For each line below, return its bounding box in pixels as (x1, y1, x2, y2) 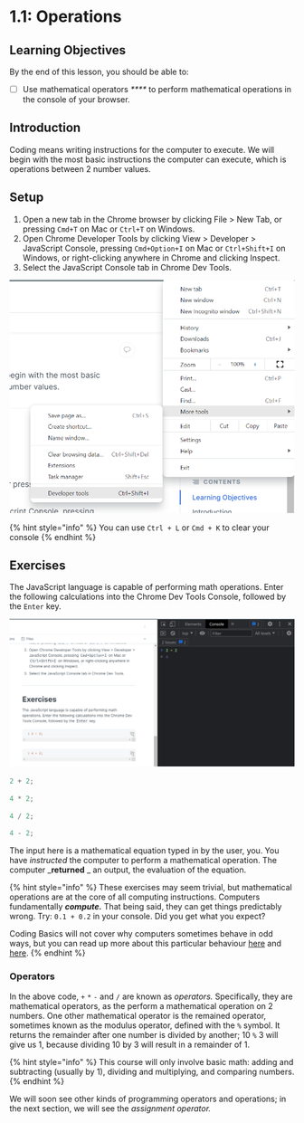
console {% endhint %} (9, 531, 97, 542)
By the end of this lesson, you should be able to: (9, 66, 189, 77)
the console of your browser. (22, 94, 130, 105)
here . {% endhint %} (9, 947, 86, 958)
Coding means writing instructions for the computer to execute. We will (9, 144, 274, 155)
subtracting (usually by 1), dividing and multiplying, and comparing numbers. (9, 1066, 295, 1077)
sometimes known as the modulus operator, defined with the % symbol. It (9, 1020, 280, 1031)
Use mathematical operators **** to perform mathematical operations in (22, 84, 292, 94)
